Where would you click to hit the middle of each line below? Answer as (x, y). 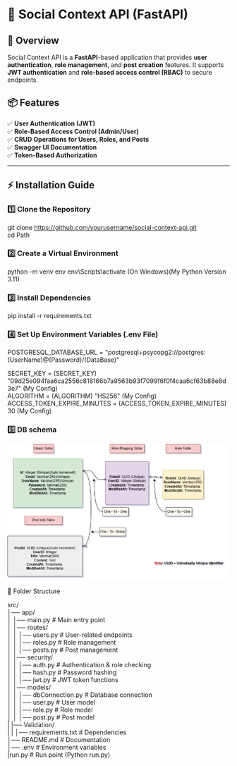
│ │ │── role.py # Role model (50, 710)
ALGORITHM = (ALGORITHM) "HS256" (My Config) (82, 396)
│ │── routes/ (28, 628)
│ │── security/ (30, 657)
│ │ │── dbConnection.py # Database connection (80, 695)
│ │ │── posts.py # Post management (63, 650)
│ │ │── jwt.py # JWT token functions (63, 680)
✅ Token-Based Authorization (52, 155)
